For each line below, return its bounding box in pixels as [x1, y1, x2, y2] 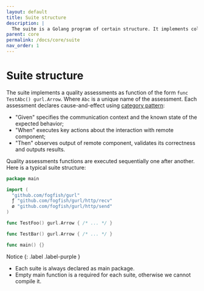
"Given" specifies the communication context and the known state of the [15, 113, 197, 121]
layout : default [6, 8, 47, 15]
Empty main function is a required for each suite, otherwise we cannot [15, 271, 191, 278]
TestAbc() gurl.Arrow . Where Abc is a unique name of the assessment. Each [6, 95, 197, 102]
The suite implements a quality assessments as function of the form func [6, 89, 188, 96]
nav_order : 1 [6, 43, 39, 49]
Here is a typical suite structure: [6, 164, 86, 171]
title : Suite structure [6, 15, 67, 21]
